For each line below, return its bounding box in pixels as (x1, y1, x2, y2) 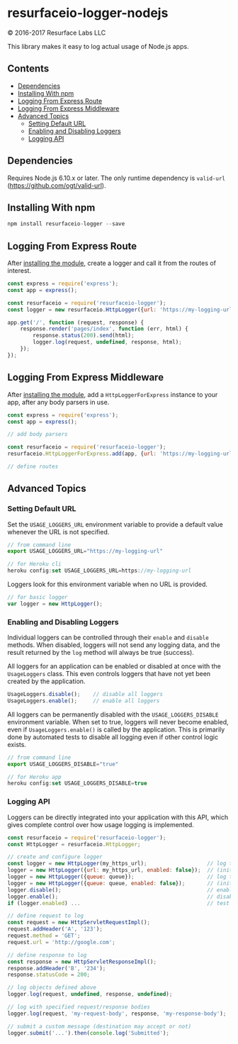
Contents (7, 62, 50, 75)
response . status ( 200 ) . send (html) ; (33, 332, 135, 339)
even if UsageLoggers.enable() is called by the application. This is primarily (7, 725, 225, 734)
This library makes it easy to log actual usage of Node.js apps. (7, 42, 189, 50)
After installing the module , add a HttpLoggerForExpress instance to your (7, 390, 218, 398)
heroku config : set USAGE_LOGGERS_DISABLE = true (7, 780, 147, 787)
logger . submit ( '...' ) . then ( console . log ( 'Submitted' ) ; (7, 1029, 170, 1036)
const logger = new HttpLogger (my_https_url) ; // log (7, 860, 227, 868)
